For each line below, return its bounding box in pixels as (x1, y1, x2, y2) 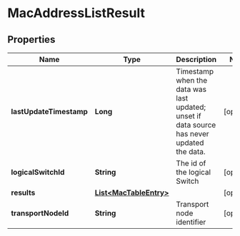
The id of (176, 158, 206, 168)
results (11, 188, 36, 197)
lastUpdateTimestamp (11, 107, 88, 116)
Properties (7, 34, 56, 46)
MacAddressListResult (7, 5, 145, 21)
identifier (176, 217, 206, 227)
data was (176, 84, 207, 94)
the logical (176, 168, 211, 177)
